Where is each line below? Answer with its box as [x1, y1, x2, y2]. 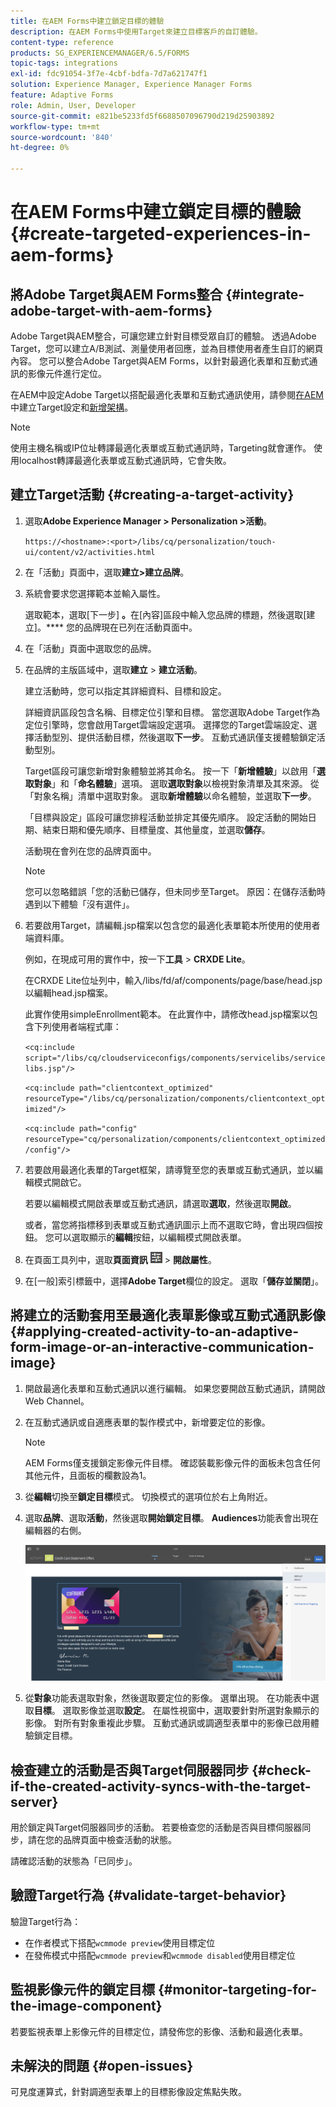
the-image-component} [10, 1998, 163, 2015]
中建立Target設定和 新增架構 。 [10, 401, 134, 413]
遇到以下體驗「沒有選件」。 [24, 898, 135, 910]
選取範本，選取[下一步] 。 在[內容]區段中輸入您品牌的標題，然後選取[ [24, 608, 307, 620]
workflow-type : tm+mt [10, 121, 101, 132]
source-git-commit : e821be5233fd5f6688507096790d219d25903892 [10, 111, 275, 121]
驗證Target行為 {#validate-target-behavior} [10, 1887, 287, 1904]
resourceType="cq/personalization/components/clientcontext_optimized [24, 1134, 326, 1144]
